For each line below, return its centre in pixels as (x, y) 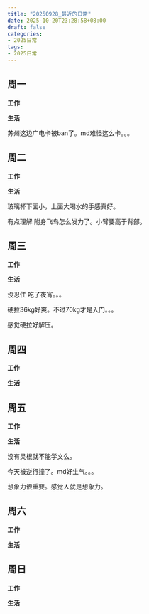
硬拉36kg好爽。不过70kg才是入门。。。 (62, 309)
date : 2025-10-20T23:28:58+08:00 (57, 21)
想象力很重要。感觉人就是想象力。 (57, 486)
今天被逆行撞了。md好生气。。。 (53, 471)
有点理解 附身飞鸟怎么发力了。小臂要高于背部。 (77, 221)
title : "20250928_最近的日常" (49, 14)
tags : (15, 47)
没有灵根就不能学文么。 (42, 456)
